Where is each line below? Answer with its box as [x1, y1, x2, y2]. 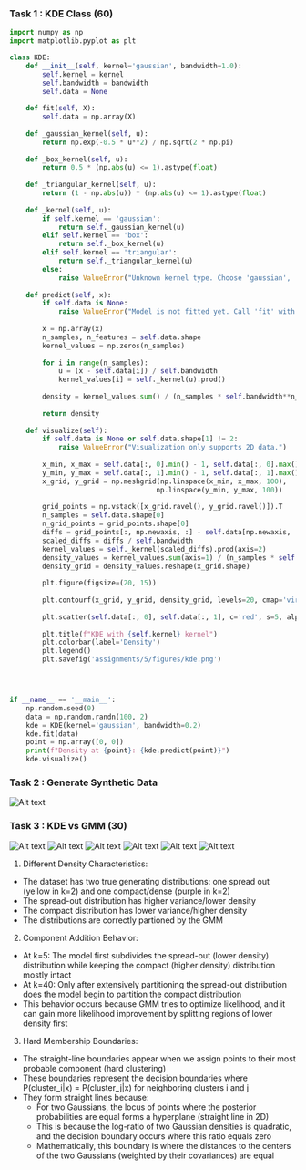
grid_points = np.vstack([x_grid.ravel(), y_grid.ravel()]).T [42, 502, 283, 512]
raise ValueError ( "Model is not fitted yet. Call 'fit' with [57, 307, 296, 316]
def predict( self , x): [25, 290, 112, 299]
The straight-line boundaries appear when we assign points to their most [22, 1052, 296, 1064]
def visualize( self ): [25, 426, 107, 435]
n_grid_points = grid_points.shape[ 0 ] [42, 519, 189, 529]
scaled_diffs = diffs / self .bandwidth [42, 536, 194, 545]
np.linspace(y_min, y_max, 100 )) [156, 485, 283, 494]
